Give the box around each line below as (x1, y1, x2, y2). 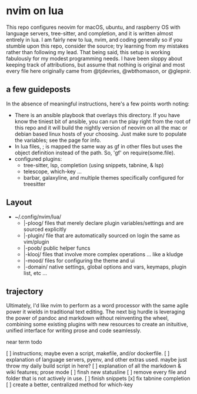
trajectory (6, 286, 44, 296)
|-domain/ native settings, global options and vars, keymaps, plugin (23, 263, 187, 270)
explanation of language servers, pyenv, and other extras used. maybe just (6, 356, 187, 363)
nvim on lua (6, 4, 64, 18)
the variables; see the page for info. (14, 137, 101, 144)
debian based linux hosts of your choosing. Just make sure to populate (14, 130, 187, 137)
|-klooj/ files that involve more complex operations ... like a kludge (23, 250, 183, 257)
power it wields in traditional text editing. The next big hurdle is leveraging (6, 308, 185, 316)
